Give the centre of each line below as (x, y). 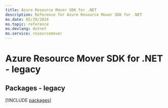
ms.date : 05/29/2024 (27, 19)
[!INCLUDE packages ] (28, 100)
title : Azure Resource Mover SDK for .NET (51, 10)
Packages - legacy (35, 88)
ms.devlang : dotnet (26, 29)
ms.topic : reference (27, 24)
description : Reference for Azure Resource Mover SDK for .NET (74, 15)
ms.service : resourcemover (34, 33)
